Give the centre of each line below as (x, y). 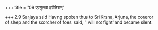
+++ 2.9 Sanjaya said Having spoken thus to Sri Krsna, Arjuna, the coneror (79, 17)
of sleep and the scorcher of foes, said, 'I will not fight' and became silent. (79, 22)
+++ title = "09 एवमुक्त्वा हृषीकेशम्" (35, 7)
